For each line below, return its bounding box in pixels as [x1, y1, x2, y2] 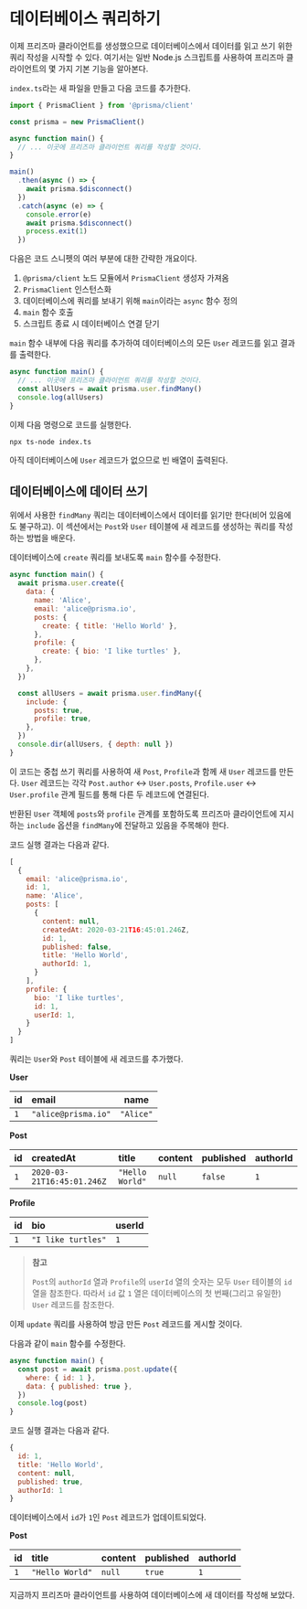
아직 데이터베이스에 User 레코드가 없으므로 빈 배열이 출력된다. [9, 454, 228, 465]
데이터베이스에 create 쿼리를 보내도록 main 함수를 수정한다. [9, 552, 221, 563]
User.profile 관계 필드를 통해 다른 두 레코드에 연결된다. [9, 788, 210, 800]
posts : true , [33, 706, 84, 715]
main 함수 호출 [22, 307, 74, 318]
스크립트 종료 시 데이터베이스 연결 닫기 [22, 318, 160, 329]
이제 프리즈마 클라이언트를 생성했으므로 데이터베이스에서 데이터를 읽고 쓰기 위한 [9, 40, 293, 51]
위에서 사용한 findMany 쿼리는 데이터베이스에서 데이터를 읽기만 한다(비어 [9, 509, 268, 521]
